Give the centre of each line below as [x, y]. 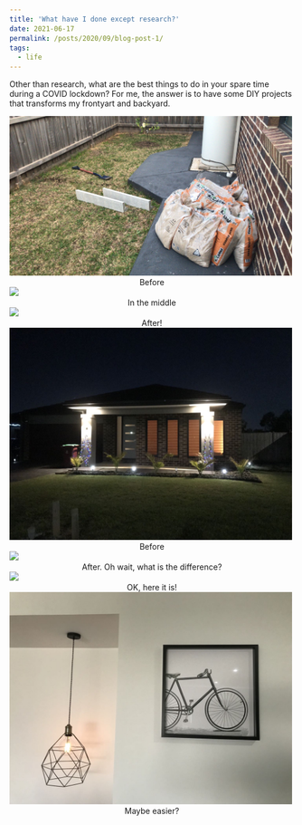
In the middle [152, 302]
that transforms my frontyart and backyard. [90, 103]
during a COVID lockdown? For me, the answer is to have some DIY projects [151, 94]
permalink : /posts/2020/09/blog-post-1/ [87, 38]
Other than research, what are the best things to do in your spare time [139, 84]
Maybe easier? [152, 811]
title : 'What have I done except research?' [94, 19]
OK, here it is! [152, 587]
